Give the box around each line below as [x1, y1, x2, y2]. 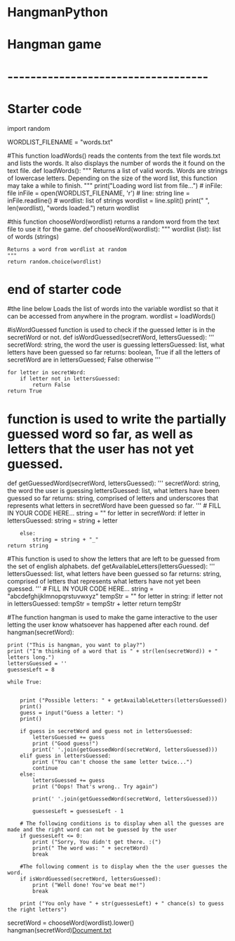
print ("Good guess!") [32, 740, 99, 748]
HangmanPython [7, 4, 109, 20]
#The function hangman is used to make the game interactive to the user [7, 613, 218, 622]
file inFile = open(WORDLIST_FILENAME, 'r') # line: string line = [7, 188, 191, 197]
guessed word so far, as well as [7, 426, 194, 442]
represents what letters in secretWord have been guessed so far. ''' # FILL [7, 501, 222, 510]
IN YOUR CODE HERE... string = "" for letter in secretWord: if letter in [7, 509, 206, 518]
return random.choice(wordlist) [7, 258, 102, 265]
